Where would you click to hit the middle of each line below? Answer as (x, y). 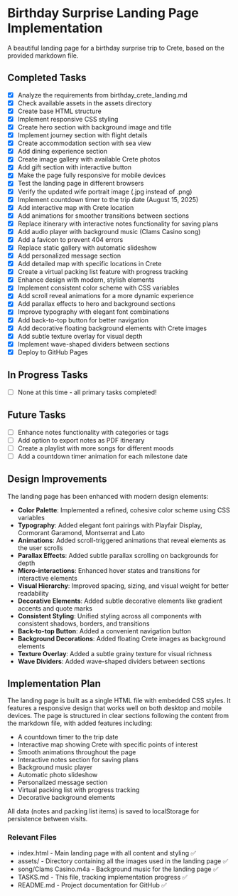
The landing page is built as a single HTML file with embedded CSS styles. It (119, 701)
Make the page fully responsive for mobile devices (92, 175)
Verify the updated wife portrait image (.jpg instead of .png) (105, 191)
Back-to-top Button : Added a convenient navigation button (104, 631)
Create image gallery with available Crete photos (89, 159)
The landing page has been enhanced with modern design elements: (108, 496)
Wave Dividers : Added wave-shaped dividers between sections (111, 661)
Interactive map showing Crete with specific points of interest (108, 744)
